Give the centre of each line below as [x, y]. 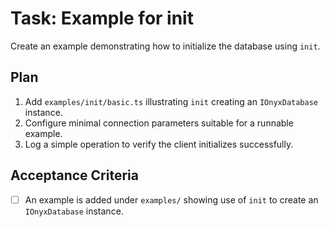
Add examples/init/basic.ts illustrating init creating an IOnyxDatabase [171, 101]
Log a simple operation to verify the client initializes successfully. [159, 144]
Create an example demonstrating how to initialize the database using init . [165, 46]
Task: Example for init [102, 18]
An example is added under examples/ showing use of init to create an [171, 199]
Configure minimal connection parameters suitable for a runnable [159, 123]
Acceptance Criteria [74, 175]
